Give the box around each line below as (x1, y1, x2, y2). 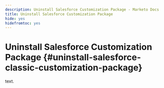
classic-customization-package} (5, 62, 142, 73)
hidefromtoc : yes (5, 20, 41, 26)
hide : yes (5, 16, 26, 21)
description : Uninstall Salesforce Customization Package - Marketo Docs (5, 7, 160, 12)
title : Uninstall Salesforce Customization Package (5, 12, 113, 17)
